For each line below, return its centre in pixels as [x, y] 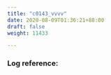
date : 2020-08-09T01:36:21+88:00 [56, 20]
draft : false [26, 26]
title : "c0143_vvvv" [37, 14]
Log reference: [33, 63]
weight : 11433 [28, 33]
